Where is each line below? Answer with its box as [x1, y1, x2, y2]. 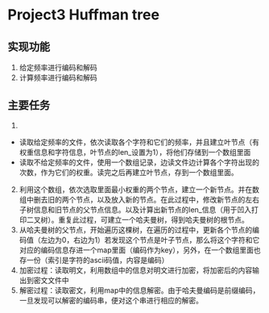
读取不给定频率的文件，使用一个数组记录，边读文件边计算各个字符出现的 [19, 157, 259, 167]
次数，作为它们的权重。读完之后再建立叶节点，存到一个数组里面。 [19, 167, 238, 177]
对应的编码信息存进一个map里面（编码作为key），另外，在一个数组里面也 [19, 244, 261, 255]
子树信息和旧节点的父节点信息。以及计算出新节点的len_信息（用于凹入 [19, 204, 252, 215]
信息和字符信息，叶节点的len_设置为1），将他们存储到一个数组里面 [33, 147, 251, 156]
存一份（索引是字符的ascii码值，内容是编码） [19, 255, 169, 265]
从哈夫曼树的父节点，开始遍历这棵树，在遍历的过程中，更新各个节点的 [19, 224, 253, 235]
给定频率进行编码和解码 [19, 63, 97, 72]
